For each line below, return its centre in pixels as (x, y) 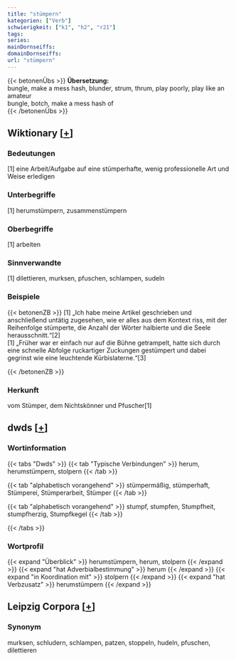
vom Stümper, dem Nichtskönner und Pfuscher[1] (80, 405)
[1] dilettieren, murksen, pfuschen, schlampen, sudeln (86, 278)
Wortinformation (37, 448)
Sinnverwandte (34, 263)
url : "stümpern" (31, 61)
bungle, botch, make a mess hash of (60, 103)
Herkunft (23, 390)
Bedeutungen (31, 154)
